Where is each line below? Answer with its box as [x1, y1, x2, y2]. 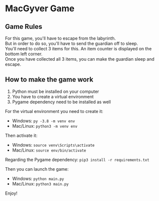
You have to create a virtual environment [12, 93, 94, 99]
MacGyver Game [5, 3, 75, 14]
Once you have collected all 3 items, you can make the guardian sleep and [5, 56, 155, 62]
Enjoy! [5, 190, 18, 196]
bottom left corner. [5, 51, 43, 57]
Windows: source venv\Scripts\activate [12, 142, 95, 148]
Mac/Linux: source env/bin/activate [12, 147, 86, 153]
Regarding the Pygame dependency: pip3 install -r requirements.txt [5, 156, 150, 162]
